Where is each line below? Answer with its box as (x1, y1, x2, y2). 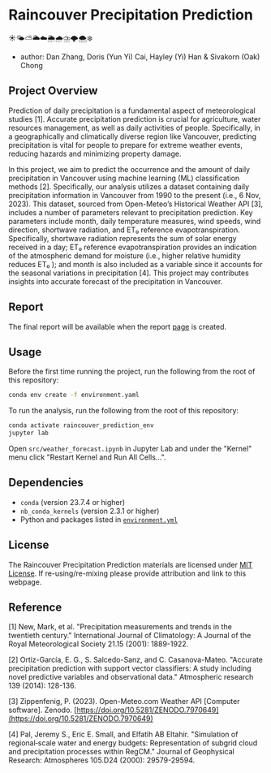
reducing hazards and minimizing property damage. (8, 149, 182, 158)
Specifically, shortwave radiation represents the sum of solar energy (8, 233, 237, 243)
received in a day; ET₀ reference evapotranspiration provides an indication (8, 242, 257, 252)
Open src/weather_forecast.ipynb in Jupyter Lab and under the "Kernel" (8, 444, 252, 453)
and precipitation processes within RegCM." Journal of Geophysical (8, 747, 235, 757)
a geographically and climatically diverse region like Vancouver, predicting (8, 132, 257, 141)
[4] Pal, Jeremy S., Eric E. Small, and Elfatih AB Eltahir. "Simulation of (8, 729, 239, 740)
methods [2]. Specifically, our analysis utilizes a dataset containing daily (8, 181, 250, 192)
